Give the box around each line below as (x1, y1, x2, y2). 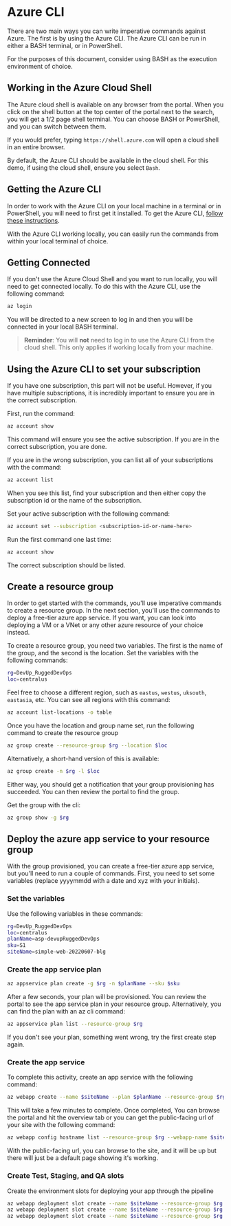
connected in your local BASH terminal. (7, 322, 118, 331)
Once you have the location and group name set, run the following (7, 721, 195, 730)
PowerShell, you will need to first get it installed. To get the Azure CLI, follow (7, 209, 223, 217)
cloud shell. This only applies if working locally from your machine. (23, 343, 213, 351)
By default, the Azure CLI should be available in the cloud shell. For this (7, 156, 209, 164)
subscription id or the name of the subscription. (7, 496, 142, 504)
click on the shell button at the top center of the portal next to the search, (7, 107, 214, 116)
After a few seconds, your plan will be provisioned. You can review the (7, 993, 206, 1001)
